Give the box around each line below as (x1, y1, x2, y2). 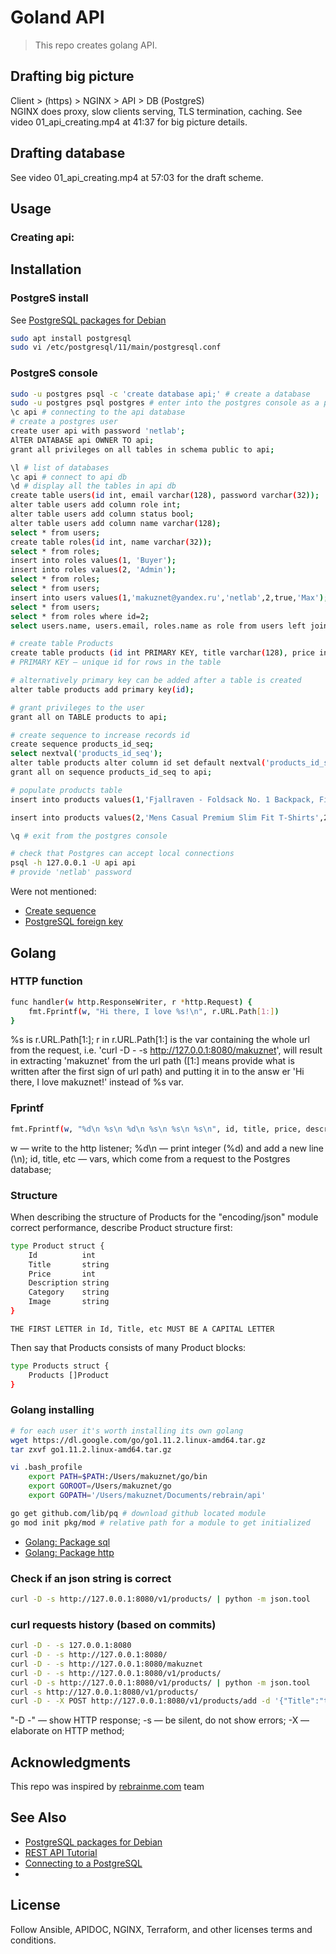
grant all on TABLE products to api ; (10, 712, 168, 722)
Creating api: (10, 230, 75, 244)
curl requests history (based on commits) (10, 1617, 217, 1631)
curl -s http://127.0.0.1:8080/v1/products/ (10, 1687, 199, 1697)
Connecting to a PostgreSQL (24, 1857, 143, 1869)
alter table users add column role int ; (10, 500, 182, 510)
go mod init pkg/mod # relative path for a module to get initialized (10, 1517, 311, 1528)
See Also (10, 1809, 67, 1826)
